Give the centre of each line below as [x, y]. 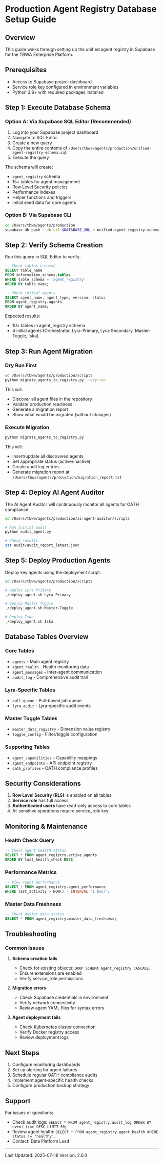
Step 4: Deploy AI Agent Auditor [55, 493]
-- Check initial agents [30, 293]
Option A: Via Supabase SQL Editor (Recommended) [68, 122]
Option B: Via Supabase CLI [38, 215]
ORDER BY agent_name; [27, 307]
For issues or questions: [29, 1112]
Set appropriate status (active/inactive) [51, 461]
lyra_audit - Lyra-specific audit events [51, 706]
